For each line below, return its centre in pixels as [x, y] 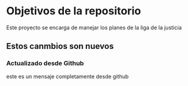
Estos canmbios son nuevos [60, 46]
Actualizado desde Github [45, 63]
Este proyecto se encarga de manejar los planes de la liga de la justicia [94, 27]
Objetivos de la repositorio [74, 11]
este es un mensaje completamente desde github [67, 76]
